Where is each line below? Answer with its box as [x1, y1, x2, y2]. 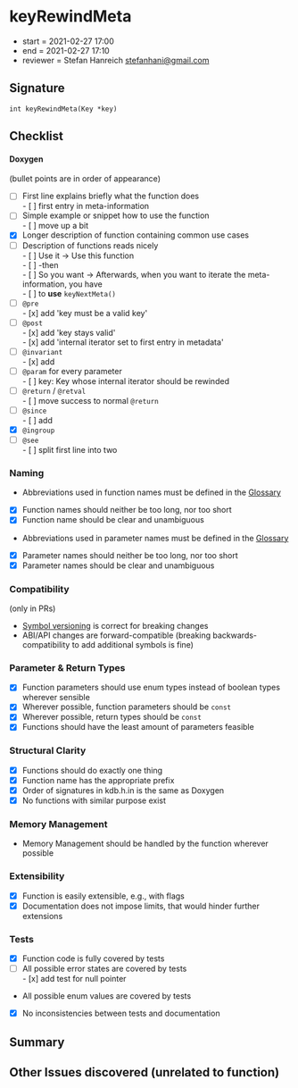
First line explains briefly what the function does [21, 190, 199, 202]
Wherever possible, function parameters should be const [21, 701, 232, 712]
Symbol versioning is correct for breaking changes [21, 620, 209, 631]
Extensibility [9, 870, 65, 883]
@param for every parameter [21, 365, 122, 376]
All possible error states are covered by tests [21, 963, 187, 975]
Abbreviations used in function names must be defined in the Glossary [21, 487, 281, 498]
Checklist [9, 129, 64, 144]
